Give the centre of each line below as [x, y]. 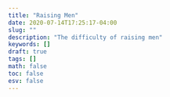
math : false [27, 66]
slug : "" [22, 30]
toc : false [26, 74]
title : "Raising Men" [43, 15]
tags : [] [22, 59]
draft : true [27, 52]
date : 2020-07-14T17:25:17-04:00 [63, 23]
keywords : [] [29, 45]
